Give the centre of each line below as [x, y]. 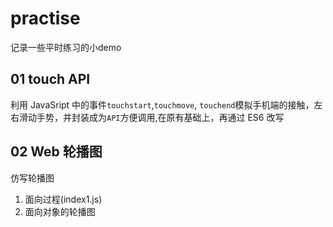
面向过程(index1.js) [63, 199]
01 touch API [50, 79]
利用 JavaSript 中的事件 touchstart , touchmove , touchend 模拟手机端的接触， [162, 104]
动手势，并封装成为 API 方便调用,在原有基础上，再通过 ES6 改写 [156, 117]
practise [45, 18]
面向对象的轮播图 [60, 211]
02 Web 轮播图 [56, 152]
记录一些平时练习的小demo [66, 47]
